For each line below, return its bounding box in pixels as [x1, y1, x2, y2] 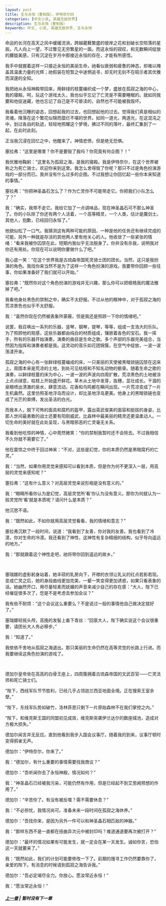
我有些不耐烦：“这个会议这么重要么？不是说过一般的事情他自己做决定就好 [5, 601, 155, 606]
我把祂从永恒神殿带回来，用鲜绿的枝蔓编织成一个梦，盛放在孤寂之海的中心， [5, 86, 161, 92]
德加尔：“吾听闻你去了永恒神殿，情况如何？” [5, 770, 96, 776]
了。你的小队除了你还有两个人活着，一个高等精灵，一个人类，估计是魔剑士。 [5, 211, 161, 217]
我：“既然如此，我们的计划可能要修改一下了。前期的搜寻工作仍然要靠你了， [5, 856, 159, 862]
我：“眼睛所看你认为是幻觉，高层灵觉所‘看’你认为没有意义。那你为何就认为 [5, 490, 157, 496]
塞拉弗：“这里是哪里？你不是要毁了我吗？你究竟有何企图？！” [5, 148, 130, 154]
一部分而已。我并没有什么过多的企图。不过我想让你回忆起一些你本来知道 [13, 172, 161, 178]
